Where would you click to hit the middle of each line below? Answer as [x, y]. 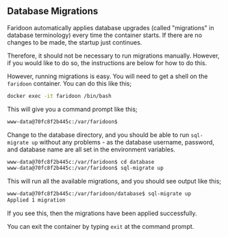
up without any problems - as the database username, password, [123, 142]
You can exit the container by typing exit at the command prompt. [101, 227]
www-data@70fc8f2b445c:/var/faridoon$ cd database [81, 162]
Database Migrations [53, 11]
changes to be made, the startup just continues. [75, 42]
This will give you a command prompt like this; [73, 109]
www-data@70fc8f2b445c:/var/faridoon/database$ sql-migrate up [99, 194]
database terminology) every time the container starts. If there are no [105, 35]
